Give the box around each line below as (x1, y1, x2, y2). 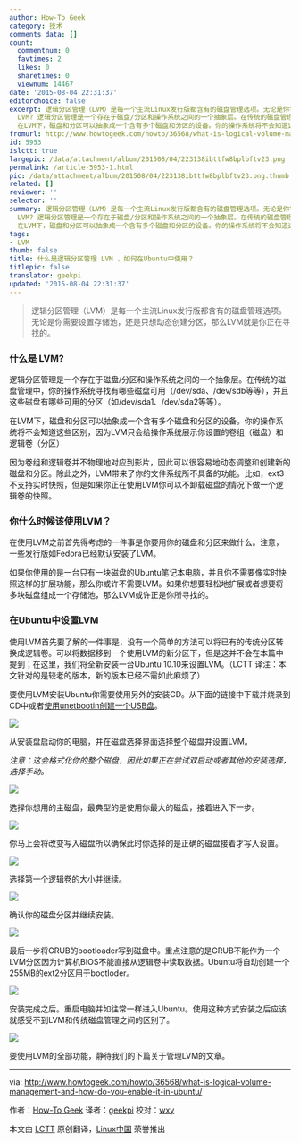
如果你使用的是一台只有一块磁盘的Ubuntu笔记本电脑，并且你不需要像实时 (9, 567, 279, 578)
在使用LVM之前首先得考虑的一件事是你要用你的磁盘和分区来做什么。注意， (9, 537, 284, 548)
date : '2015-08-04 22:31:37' (9, 88, 118, 97)
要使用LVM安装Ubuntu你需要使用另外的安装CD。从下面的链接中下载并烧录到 (9, 688, 291, 699)
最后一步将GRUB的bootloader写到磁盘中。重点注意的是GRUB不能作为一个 (9, 945, 281, 956)
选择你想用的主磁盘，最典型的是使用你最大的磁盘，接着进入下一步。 (9, 802, 260, 813)
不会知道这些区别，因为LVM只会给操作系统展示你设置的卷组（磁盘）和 (24, 426, 284, 437)
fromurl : (9, 130, 42, 139)
